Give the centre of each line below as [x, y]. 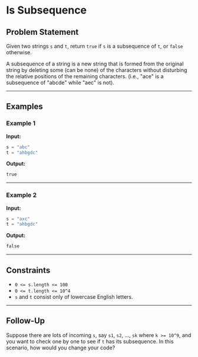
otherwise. [19, 52]
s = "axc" [18, 219]
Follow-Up [26, 321]
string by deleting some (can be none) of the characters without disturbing [97, 70]
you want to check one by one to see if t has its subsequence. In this [90, 341]
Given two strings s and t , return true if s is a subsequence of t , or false [95, 46]
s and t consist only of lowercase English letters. [74, 297]
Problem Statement [42, 32]
